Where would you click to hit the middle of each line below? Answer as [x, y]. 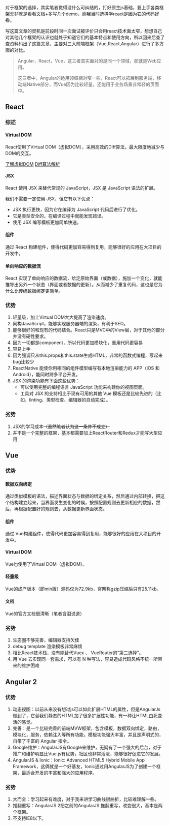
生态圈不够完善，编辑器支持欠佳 [46, 640]
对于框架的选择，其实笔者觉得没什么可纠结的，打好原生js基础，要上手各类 [82, 7]
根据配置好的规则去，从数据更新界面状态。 [63, 509]
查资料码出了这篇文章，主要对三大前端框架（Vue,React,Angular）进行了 [80, 44]
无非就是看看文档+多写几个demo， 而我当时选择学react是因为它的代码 [82, 14]
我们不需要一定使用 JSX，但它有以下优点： [50, 198]
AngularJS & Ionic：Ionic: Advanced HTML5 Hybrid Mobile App [79, 760]
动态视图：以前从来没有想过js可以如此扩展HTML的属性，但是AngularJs [87, 709]
